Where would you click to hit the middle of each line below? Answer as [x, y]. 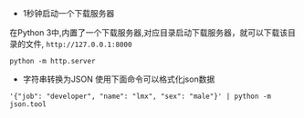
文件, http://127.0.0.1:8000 [79, 44]
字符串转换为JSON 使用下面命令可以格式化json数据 [119, 79]
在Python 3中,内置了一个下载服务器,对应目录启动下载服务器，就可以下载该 [149, 33]
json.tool [28, 104]
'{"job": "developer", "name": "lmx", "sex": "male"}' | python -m [141, 96]
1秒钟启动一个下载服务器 [68, 13]
